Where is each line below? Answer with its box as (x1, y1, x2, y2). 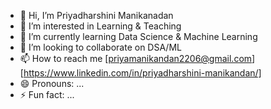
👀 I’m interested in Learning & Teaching (19, 20, 182, 32)
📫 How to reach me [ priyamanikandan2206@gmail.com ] (19, 53, 256, 64)
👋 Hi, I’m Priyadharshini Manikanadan (19, 10, 174, 21)
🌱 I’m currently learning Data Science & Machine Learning (19, 31, 258, 42)
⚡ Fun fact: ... (19, 89, 75, 100)
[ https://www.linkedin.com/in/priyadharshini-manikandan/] (19, 67, 262, 79)
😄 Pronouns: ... (19, 78, 85, 89)
